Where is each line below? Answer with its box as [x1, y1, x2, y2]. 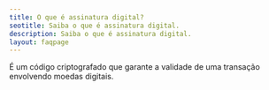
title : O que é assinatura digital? [9, 12, 144, 22]
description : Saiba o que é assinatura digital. [9, 29, 192, 38]
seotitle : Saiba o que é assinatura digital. [9, 21, 180, 30]
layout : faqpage [9, 37, 69, 47]
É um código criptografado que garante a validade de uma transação [9, 62, 261, 72]
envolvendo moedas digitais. [9, 71, 114, 82]
